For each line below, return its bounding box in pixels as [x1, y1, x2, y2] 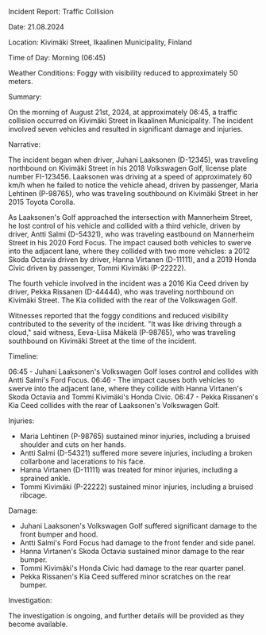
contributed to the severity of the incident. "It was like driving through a [8, 319, 242, 329]
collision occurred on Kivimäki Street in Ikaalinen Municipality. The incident [8, 116, 253, 125]
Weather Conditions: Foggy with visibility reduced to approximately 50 [8, 68, 238, 78]
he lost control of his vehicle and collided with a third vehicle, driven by [8, 221, 241, 230]
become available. [8, 619, 68, 629]
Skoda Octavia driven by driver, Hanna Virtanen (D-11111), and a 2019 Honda [8, 255, 256, 264]
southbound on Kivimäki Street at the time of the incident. [8, 337, 197, 345]
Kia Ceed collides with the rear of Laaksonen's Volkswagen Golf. [8, 401, 220, 410]
